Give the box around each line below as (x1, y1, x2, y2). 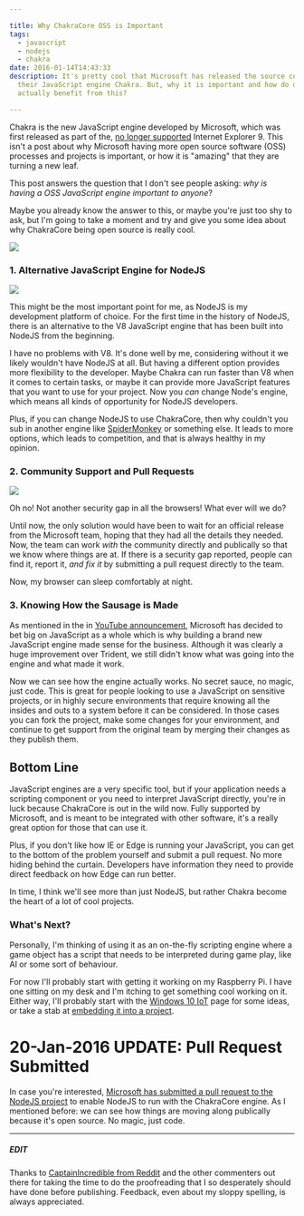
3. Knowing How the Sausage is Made (9, 599, 179, 612)
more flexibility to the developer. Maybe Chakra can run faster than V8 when (9, 366, 294, 377)
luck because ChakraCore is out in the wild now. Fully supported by (9, 803, 261, 814)
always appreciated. (9, 1196, 85, 1207)
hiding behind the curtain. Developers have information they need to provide (9, 859, 294, 871)
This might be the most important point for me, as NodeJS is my (9, 301, 249, 312)
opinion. (9, 442, 40, 453)
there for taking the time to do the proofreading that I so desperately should (9, 1176, 291, 1188)
